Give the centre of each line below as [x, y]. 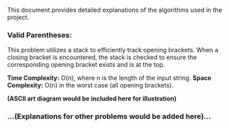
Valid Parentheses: [40, 35]
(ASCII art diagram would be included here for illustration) [92, 98]
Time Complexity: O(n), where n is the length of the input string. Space [109, 78]
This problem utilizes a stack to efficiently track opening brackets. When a [113, 50]
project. [18, 17]
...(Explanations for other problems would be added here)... [109, 116]
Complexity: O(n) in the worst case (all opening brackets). [91, 85]
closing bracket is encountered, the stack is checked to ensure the [102, 57]
